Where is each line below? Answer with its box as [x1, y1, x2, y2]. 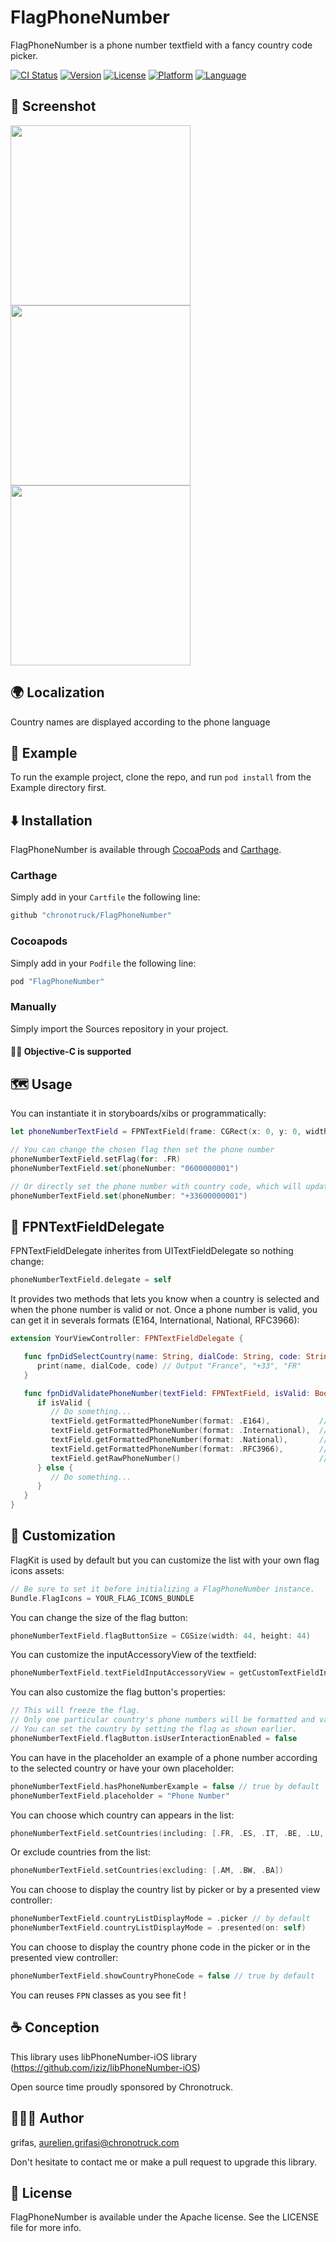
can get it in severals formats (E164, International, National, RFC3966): [10, 1314, 300, 1326]
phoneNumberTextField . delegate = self [10, 1275, 172, 1285]
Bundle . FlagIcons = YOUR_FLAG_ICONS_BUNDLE [10, 1593, 195, 1603]
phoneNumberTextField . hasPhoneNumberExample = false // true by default [10, 1781, 320, 1791]
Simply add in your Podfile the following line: [10, 957, 197, 969]
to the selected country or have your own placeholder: [10, 1762, 235, 1774]
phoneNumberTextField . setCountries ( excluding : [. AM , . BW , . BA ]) [10, 1866, 284, 1876]
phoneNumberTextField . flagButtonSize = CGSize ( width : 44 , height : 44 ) [10, 1631, 311, 1641]
